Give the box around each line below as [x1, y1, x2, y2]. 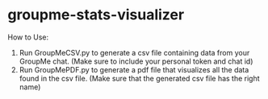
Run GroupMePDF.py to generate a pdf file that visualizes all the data [19, 64, 249, 74]
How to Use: [7, 32, 49, 42]
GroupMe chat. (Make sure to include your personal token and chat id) [19, 56, 253, 66]
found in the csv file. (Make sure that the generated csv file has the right [19, 73, 260, 83]
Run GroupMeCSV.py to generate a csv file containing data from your [19, 47, 250, 57]
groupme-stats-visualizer [7, 6, 185, 24]
